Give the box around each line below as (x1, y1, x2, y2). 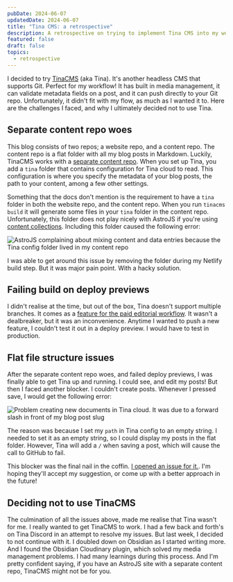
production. (7, 332, 40, 340)
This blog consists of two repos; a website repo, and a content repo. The (7, 142, 215, 151)
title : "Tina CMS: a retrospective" (7, 23, 113, 30)
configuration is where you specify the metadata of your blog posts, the (7, 171, 213, 180)
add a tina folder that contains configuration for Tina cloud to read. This (7, 164, 214, 173)
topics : (7, 49, 30, 56)
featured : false (7, 36, 54, 43)
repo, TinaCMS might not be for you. (7, 567, 112, 575)
